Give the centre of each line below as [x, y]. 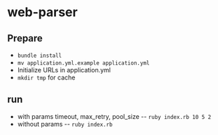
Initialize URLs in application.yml [64, 70]
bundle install [40, 56]
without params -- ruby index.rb [65, 124]
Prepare [25, 38]
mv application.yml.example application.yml [83, 63]
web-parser [43, 12]
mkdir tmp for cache [46, 77]
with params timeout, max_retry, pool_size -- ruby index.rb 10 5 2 [114, 116]
